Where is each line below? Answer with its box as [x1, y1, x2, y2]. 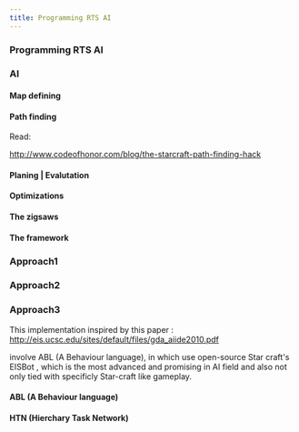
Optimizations [9, 190, 65, 201]
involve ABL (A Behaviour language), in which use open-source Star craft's [9, 351, 290, 362]
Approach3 [9, 304, 61, 316]
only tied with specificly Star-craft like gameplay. [9, 370, 193, 382]
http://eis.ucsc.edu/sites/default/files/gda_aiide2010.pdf [9, 334, 220, 345]
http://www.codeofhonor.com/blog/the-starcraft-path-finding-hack [9, 149, 262, 160]
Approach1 [9, 255, 59, 267]
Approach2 [9, 279, 61, 292]
